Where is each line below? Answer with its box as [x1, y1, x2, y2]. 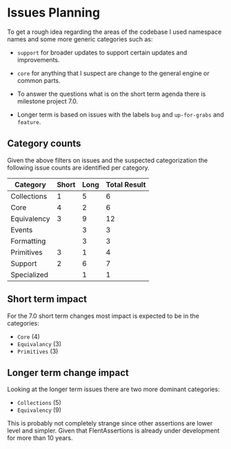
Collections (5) [17, 399, 62, 407]
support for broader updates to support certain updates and [17, 48, 188, 57]
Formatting [10, 236, 46, 246]
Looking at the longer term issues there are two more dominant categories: [7, 385, 220, 394]
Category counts [7, 138, 81, 150]
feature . [17, 117, 41, 126]
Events [10, 225, 33, 235]
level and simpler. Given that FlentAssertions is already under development [7, 426, 220, 435]
